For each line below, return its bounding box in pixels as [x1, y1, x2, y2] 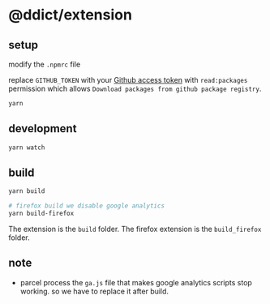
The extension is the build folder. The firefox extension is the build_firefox [8, 225, 262, 233]
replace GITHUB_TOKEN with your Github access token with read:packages [8, 75, 248, 84]
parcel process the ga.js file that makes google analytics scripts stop [19, 277, 253, 287]
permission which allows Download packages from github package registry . [8, 83, 262, 93]
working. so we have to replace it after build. [19, 286, 169, 296]
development [8, 122, 77, 135]
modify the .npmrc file [8, 59, 81, 69]
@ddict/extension [8, 6, 132, 24]
